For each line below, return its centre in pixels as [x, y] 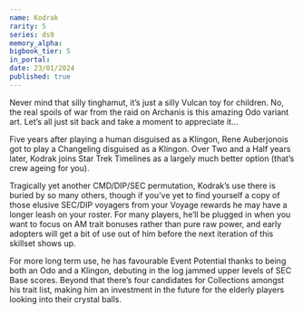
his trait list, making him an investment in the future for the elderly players [147, 290]
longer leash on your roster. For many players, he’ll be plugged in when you [150, 214]
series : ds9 [32, 34]
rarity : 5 [28, 26]
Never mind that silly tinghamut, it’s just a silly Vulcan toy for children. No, [147, 102]
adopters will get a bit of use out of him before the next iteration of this [142, 233]
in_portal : [30, 60]
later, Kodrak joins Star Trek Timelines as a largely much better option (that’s [152, 158]
